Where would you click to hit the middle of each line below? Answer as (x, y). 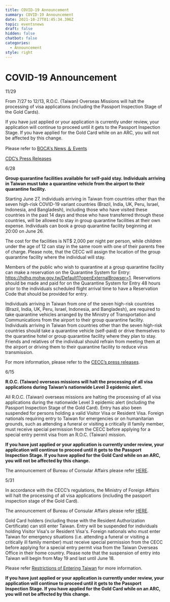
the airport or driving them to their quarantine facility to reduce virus (77, 347)
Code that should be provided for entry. (46, 294)
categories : (18, 43)
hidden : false (20, 33)
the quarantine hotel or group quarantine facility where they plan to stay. (81, 336)
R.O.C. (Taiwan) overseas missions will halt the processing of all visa (79, 382)
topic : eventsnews (25, 24)
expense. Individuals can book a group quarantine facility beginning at (79, 226)
